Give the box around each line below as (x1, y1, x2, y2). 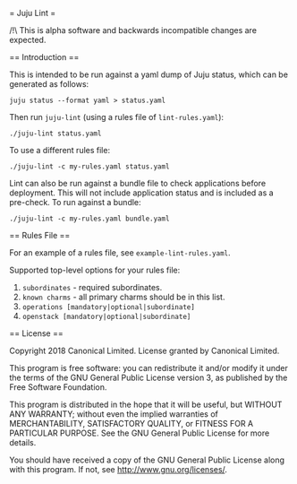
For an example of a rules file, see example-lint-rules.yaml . (9, 247, 231, 258)
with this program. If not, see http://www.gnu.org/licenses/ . (9, 464, 228, 474)
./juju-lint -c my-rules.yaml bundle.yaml (9, 214, 170, 223)
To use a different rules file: (9, 145, 110, 155)
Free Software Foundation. (9, 382, 107, 393)
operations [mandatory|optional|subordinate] (21, 303, 195, 312)
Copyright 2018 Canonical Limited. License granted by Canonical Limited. (9, 345, 280, 356)
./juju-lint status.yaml (9, 129, 102, 138)
